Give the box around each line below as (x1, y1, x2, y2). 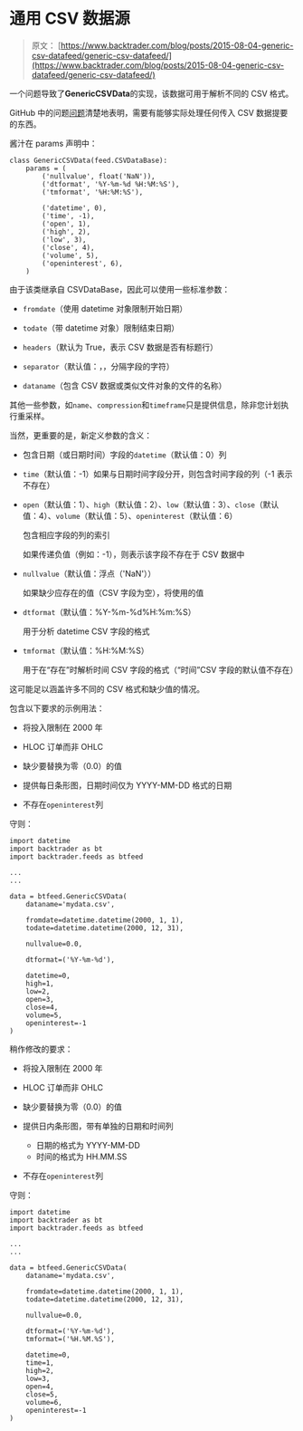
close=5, (25, 1389, 59, 1399)
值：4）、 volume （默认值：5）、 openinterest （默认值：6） (22, 510, 238, 521)
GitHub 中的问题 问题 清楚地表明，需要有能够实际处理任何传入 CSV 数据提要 (9, 107, 289, 118)
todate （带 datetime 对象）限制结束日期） (22, 322, 180, 333)
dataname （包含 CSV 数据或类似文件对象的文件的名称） (22, 379, 227, 390)
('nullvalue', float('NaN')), (42, 171, 156, 181)
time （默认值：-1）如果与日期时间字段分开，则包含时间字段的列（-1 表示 (22, 468, 293, 479)
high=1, (25, 979, 54, 988)
